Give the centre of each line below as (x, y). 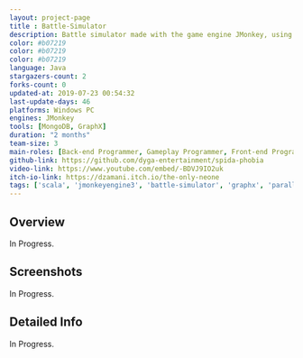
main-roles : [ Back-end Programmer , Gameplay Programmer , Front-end (139, 151)
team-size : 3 (34, 143)
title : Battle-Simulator (58, 26)
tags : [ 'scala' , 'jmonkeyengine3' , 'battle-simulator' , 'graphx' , (137, 186)
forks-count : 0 (38, 85)
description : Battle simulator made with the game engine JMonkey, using (151, 34)
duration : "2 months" (50, 135)
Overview (37, 222)
